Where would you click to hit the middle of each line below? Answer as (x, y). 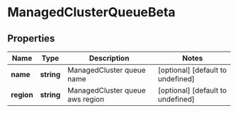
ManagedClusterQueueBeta (91, 12)
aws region (86, 99)
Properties (31, 38)
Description (109, 58)
